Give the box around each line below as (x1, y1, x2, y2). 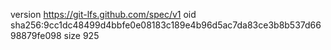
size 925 (63, 30, 100, 41)
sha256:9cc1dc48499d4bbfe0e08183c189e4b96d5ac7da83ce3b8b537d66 (10, 19, 322, 31)
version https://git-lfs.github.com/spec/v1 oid (10, 9, 197, 20)
